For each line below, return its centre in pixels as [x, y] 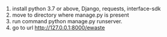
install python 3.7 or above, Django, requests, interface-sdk [86, 9]
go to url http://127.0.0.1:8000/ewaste [58, 27]
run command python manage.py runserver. [67, 21]
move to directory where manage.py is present [70, 15]
